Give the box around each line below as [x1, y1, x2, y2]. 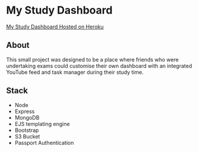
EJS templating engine [14, 120, 70, 127]
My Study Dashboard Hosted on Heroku [6, 23, 104, 30]
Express [14, 108, 35, 115]
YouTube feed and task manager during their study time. [6, 69, 144, 76]
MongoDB [14, 114, 40, 121]
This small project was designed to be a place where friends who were [6, 56, 179, 63]
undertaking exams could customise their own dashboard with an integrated [6, 62, 193, 69]
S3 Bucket [14, 132, 40, 140]
